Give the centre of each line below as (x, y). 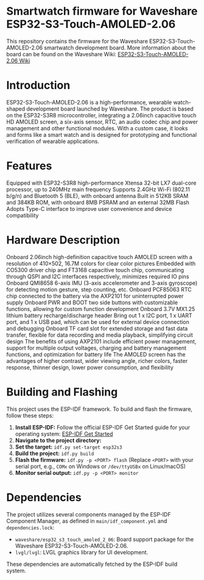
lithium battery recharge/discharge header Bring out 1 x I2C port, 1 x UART (100, 315)
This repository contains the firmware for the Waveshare (77, 41)
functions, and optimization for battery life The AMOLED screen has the (96, 354)
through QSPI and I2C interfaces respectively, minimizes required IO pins (98, 276)
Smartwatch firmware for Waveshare (102, 11)
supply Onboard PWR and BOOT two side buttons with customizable (92, 302)
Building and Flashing (62, 392)
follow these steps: (30, 415)
